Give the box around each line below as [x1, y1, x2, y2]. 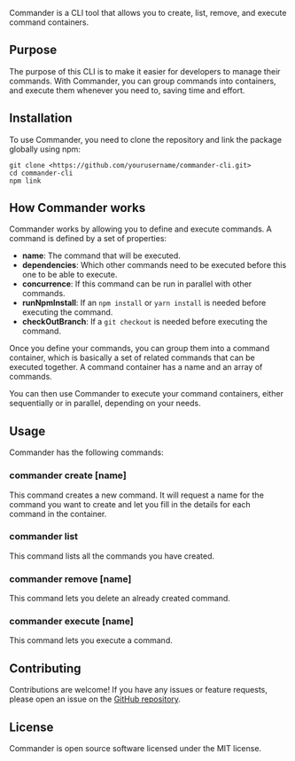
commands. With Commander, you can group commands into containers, [9, 75, 276, 86]
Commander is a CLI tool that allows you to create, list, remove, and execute [9, 8, 287, 18]
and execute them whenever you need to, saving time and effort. [9, 84, 245, 96]
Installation [9, 111, 73, 126]
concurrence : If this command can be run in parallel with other [21, 279, 252, 289]
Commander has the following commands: [9, 447, 164, 458]
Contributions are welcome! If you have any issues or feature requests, [9, 685, 268, 695]
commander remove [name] [9, 572, 132, 584]
